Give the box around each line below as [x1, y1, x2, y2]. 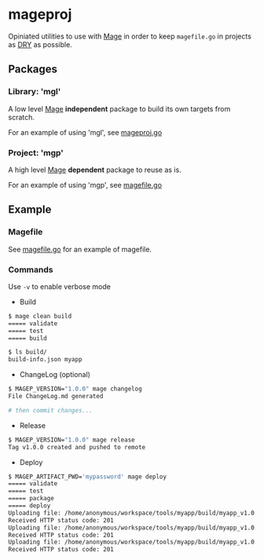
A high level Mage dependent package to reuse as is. [8, 165, 182, 174]
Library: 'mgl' [8, 86, 61, 97]
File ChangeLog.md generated [8, 393, 104, 401]
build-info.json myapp [8, 356, 82, 364]
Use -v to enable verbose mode [8, 281, 112, 291]
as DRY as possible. [8, 39, 72, 49]
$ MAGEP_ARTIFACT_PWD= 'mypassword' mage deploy [8, 473, 167, 481]
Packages [8, 63, 57, 76]
